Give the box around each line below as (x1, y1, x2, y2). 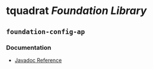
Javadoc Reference (14, 57, 62, 64)
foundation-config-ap (6, 27, 85, 36)
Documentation (6, 43, 52, 51)
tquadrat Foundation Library (6, 4, 147, 18)
